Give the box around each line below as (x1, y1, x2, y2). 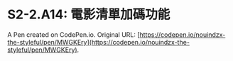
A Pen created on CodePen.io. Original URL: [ (7, 30, 140, 39)
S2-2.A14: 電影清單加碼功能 (7, 6, 170, 23)
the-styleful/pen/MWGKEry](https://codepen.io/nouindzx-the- (7, 38, 190, 46)
